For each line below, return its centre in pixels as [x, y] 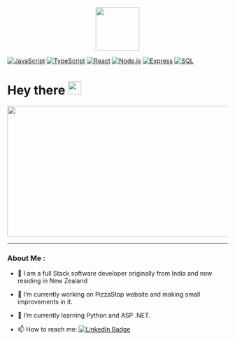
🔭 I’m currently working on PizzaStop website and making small [109, 295]
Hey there [36, 91]
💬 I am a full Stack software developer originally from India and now [115, 274]
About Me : [26, 258]
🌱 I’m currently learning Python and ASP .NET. [84, 316]
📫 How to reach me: [47, 330]
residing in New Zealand [52, 281]
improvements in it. [45, 302]
